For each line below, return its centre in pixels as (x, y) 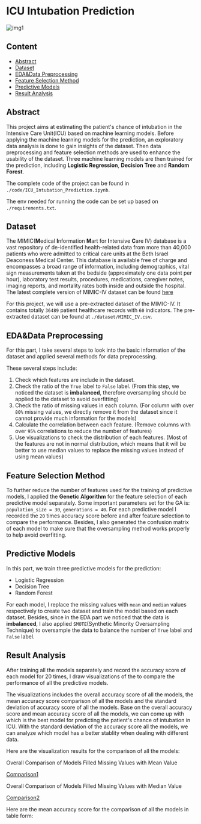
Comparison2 (23, 797)
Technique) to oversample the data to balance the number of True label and (100, 630)
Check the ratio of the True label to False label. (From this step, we (97, 386)
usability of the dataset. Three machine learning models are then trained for (100, 158)
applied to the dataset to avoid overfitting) (67, 399)
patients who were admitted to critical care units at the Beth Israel (88, 254)
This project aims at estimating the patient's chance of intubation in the (94, 126)
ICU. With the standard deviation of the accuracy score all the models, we (97, 726)
